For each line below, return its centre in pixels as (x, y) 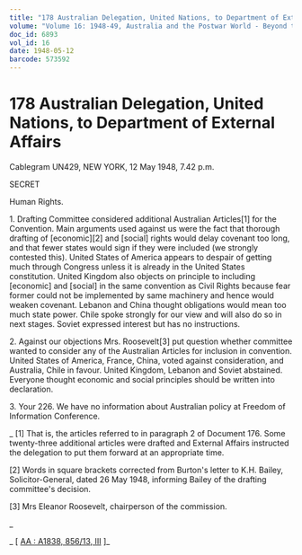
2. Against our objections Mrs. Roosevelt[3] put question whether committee (151, 341)
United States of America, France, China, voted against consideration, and (147, 360)
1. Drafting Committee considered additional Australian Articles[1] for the (143, 219)
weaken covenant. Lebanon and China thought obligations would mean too (148, 304)
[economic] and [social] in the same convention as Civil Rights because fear (150, 286)
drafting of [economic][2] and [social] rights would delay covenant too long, (150, 238)
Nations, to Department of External (142, 123)
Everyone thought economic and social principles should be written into (142, 379)
